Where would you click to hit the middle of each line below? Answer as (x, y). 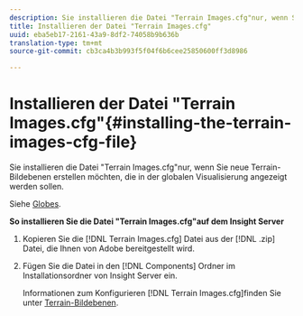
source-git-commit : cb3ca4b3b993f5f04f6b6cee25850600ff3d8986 (129, 51)
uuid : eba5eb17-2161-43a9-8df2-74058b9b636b (94, 34)
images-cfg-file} (73, 142)
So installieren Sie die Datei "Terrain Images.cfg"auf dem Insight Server (147, 221)
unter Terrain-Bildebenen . (70, 302)
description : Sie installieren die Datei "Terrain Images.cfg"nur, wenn (149, 18)
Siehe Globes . (35, 204)
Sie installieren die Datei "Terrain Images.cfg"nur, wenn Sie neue (129, 167)
